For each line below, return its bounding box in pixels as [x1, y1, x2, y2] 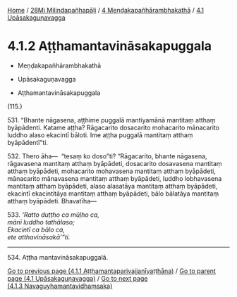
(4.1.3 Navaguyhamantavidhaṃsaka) [7, 282, 113, 290]
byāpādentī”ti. [7, 138, 48, 146]
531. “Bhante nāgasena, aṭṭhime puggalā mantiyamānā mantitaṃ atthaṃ [7, 115, 216, 124]
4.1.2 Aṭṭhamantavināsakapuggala [7, 38, 212, 54]
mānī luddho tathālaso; [7, 217, 75, 226]
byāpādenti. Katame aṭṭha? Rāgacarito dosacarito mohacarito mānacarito [7, 123, 220, 132]
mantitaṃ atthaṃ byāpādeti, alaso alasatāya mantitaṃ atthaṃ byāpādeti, [7, 182, 218, 190]
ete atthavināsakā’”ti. [7, 232, 71, 241]
